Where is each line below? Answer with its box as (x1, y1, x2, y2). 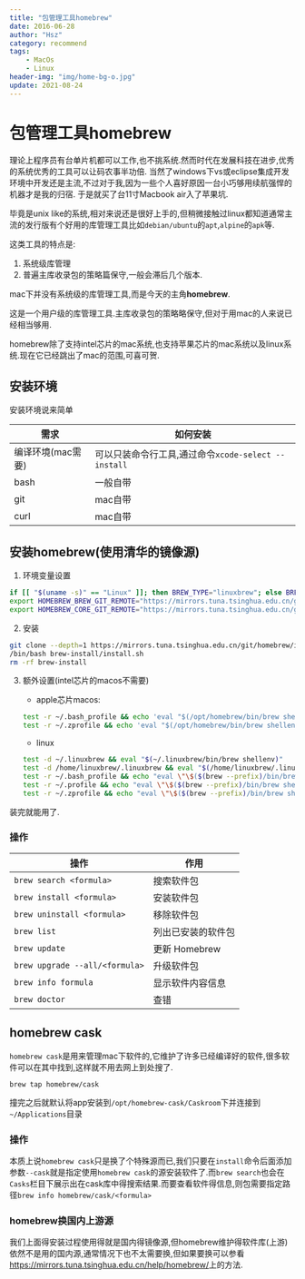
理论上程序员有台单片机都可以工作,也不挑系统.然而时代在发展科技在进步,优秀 (9, 154, 295, 165)
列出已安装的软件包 (152, 925, 236, 938)
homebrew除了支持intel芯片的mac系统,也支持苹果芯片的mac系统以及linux (9, 338, 284, 349)
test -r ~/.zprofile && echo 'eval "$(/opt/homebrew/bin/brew (22, 721, 263, 731)
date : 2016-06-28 (9, 22, 75, 31)
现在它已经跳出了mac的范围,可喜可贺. (19, 349, 161, 360)
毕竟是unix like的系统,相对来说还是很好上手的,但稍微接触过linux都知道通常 (9, 208, 285, 219)
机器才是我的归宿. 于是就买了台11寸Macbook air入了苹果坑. (9, 188, 229, 200)
